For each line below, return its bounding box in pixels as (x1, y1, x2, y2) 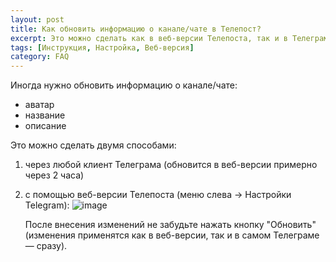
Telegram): (24, 199, 70, 211)
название (24, 109, 66, 121)
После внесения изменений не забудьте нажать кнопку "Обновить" (24, 219, 317, 231)
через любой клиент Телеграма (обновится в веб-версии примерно (24, 159, 318, 171)
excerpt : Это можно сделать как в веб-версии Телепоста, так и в (10, 33, 288, 43)
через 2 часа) (24, 169, 85, 181)
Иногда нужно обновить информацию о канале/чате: (10, 79, 238, 91)
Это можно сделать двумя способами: (10, 139, 177, 151)
